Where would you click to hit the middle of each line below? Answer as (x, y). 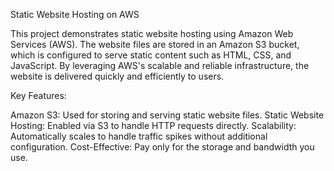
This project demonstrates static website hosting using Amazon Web (152, 33)
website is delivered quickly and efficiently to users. (117, 76)
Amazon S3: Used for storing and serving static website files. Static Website (167, 115)
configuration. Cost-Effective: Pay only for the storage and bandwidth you (162, 147)
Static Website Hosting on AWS (75, 14)
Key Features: (38, 95)
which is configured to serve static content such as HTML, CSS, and (151, 55)
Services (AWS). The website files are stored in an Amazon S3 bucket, (155, 44)
